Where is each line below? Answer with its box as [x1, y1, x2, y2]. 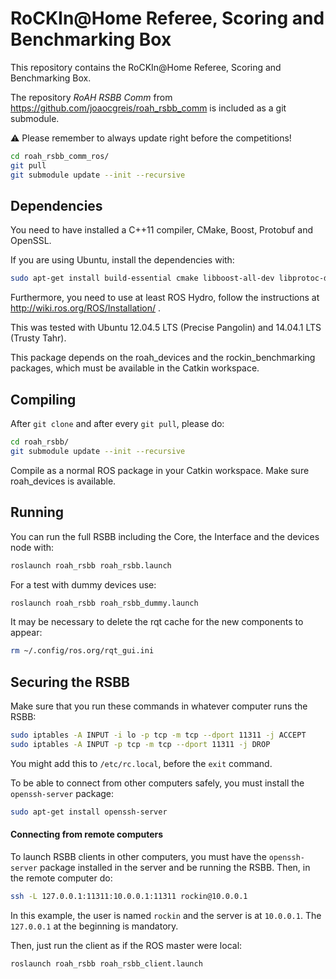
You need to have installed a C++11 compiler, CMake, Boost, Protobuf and [10, 224, 313, 236]
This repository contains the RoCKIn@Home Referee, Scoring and [10, 61, 282, 73]
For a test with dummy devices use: [10, 578, 157, 591]
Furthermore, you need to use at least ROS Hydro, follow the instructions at [10, 292, 320, 304]
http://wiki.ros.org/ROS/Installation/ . [10, 302, 161, 314]
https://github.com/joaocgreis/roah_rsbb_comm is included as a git [10, 102, 287, 114]
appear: [10, 627, 43, 639]
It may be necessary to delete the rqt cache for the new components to [10, 616, 304, 628]
